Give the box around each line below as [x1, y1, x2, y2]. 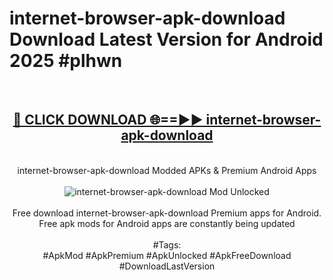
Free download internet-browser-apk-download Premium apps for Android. [12, 207, 322, 219]
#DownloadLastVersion [118, 260, 216, 272]
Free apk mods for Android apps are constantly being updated [38, 217, 296, 229]
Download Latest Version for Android [9, 28, 324, 51]
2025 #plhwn [9, 50, 123, 72]
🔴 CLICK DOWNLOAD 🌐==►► [12, 112, 204, 129]
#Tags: [152, 238, 182, 251]
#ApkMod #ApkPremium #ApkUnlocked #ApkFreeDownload [42, 249, 292, 261]
